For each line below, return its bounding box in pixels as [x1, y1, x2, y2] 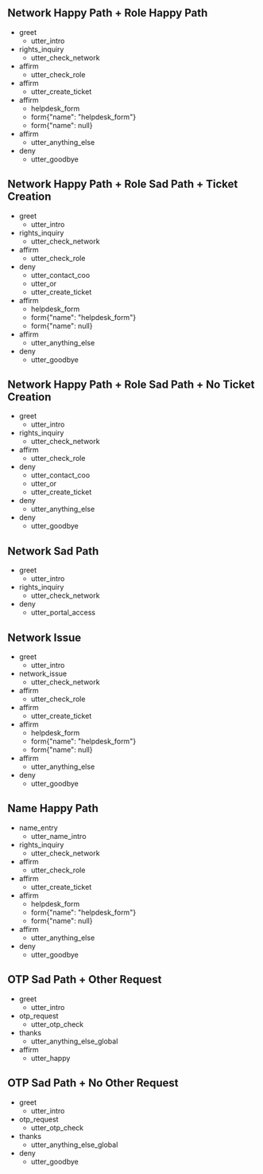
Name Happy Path [7, 802, 99, 815]
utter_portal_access [30, 608, 96, 618]
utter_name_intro [30, 831, 87, 841]
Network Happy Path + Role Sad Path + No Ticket [7, 378, 255, 392]
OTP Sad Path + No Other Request [7, 1076, 180, 1090]
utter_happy [30, 1053, 71, 1063]
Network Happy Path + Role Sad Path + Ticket [7, 177, 238, 191]
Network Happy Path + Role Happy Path [7, 6, 208, 20]
